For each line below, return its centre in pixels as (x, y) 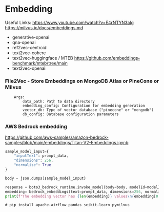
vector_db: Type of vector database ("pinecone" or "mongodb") (88, 110)
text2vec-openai (29, 68)
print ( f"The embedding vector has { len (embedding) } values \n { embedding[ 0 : (83, 196)
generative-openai (31, 37)
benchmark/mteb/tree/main (40, 63)
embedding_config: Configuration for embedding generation (84, 106)
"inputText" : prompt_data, (41, 156)
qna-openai (24, 42)
